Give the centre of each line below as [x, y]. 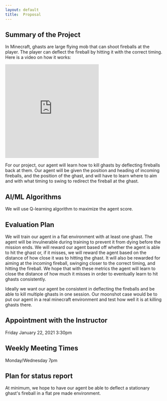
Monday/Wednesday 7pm [31, 360]
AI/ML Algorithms [33, 197]
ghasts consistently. [26, 279]
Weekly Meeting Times [42, 348]
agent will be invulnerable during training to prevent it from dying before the [83, 242]
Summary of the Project [43, 35]
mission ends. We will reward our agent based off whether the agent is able [83, 247]
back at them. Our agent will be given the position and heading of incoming [82, 170]
